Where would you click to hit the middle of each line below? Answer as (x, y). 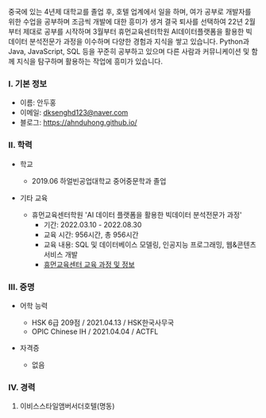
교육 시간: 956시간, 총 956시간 (91, 234)
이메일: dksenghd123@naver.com (74, 113)
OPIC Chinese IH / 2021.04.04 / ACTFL (95, 331)
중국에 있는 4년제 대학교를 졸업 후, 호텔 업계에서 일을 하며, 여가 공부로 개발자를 (130, 12)
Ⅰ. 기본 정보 (28, 83)
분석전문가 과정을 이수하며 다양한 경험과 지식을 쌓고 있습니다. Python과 (139, 41)
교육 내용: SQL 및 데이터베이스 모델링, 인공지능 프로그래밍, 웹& (140, 244)
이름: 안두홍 (38, 103)
